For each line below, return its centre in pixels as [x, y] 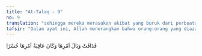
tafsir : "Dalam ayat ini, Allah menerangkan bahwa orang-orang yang [94, 29]
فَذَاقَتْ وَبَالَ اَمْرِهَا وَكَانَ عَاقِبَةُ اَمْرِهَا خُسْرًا [52, 46]
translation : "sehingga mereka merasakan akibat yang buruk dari [90, 23]
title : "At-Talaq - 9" [35, 12]
